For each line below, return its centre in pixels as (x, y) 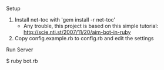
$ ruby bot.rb (22, 61)
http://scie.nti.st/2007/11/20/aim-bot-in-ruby (77, 32)
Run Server (20, 50)
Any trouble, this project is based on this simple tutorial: (91, 26)
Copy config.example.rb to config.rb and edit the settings (84, 38)
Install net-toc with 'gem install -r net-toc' (65, 20)
